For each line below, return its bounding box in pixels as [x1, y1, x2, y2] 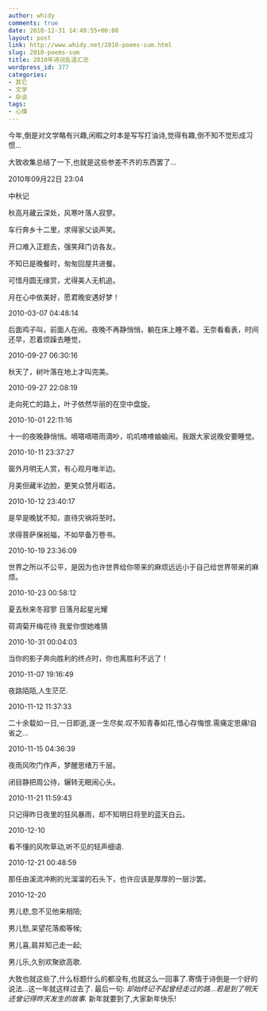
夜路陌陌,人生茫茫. [8, 686, 69, 695]
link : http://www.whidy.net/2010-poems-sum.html [8, 41, 172, 49]
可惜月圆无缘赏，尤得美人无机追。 [8, 276, 120, 285]
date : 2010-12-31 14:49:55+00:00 [8, 26, 119, 34]
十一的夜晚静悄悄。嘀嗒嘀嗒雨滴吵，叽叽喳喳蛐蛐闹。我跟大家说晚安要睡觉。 [8, 432, 259, 441]
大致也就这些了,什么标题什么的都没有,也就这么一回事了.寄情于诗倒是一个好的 [8, 974, 258, 983]
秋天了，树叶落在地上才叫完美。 [8, 367, 113, 376]
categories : [8, 71, 48, 79]
